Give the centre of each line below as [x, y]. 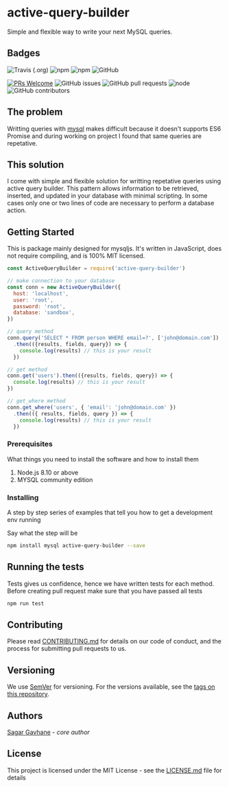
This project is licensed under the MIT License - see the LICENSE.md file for [114, 770]
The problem [35, 112]
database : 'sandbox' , [44, 313]
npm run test [26, 603]
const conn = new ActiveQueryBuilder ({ [64, 287]
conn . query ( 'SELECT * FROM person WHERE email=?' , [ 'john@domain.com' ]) [113, 338]
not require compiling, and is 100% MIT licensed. [76, 256]
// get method [27, 369]
